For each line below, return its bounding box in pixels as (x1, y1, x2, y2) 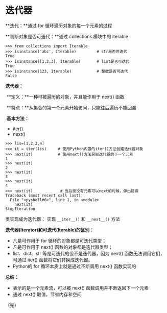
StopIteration (5, 206, 36, 211)
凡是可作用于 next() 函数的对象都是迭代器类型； (12, 244, 113, 250)
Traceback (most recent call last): (5, 192, 83, 198)
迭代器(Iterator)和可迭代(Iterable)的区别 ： (5, 227, 94, 233)
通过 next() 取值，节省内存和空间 (12, 291, 82, 297)
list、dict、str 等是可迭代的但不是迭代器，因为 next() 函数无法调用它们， (12, 250, 165, 256)
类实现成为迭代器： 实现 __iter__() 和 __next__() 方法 (5, 215, 120, 222)
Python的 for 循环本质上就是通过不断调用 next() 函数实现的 (12, 263, 136, 269)
